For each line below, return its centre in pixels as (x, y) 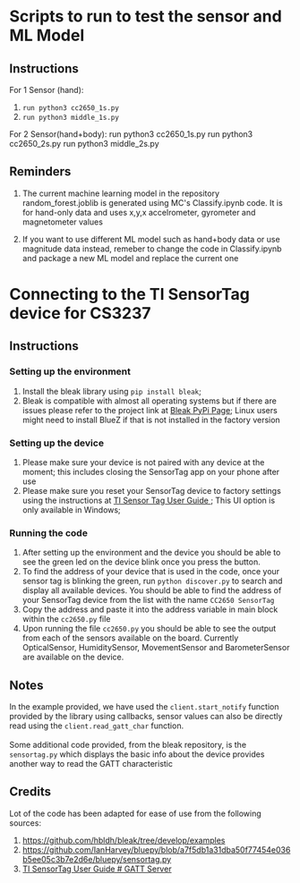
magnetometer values (62, 222)
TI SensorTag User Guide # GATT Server (97, 869)
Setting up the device (57, 443)
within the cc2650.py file (66, 619)
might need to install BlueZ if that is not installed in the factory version (151, 420)
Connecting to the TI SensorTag (130, 294)
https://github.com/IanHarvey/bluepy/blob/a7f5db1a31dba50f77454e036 (156, 849)
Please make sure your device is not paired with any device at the (143, 462)
